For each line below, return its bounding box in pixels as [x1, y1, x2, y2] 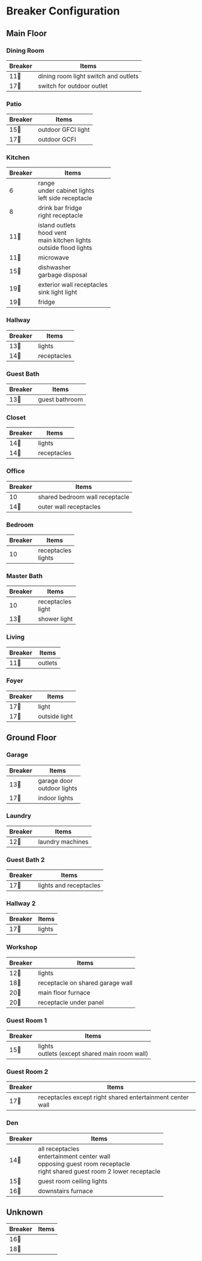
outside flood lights [38, 244, 93, 252]
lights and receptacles [38, 881, 101, 889]
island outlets [38, 221, 76, 229]
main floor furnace [38, 988, 91, 997]
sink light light [38, 288, 78, 296]
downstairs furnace [38, 1186, 93, 1195]
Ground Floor [6, 733, 57, 743]
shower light [38, 615, 73, 623]
